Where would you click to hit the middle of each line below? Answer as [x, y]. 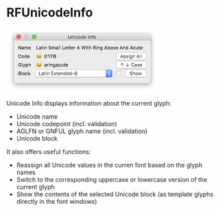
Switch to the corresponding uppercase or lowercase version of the [112, 179]
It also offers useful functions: [49, 152]
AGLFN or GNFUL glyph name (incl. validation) [82, 131]
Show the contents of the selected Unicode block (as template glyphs [115, 194]
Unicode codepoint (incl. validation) [66, 123]
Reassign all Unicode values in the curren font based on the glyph [109, 165]
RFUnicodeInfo [50, 13]
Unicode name [37, 116]
